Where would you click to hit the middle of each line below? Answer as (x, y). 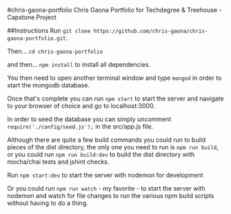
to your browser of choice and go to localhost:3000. (81, 106)
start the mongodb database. (48, 85)
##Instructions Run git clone (49, 31)
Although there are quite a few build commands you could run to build (107, 140)
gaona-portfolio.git (37, 39)
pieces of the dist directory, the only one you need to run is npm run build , (113, 147)
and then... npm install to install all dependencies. (79, 64)
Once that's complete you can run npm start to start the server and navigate (115, 98)
